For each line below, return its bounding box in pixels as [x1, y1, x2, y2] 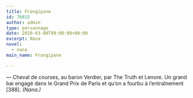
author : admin [6, 19, 41, 25]
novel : [6, 42, 22, 48]
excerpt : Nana [6, 36, 41, 42]
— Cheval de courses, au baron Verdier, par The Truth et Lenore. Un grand [6, 73, 187, 80]
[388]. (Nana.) [6, 86, 41, 93]
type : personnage [6, 25, 49, 31]
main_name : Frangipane [6, 52, 62, 58]
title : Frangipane [6, 8, 51, 15]
